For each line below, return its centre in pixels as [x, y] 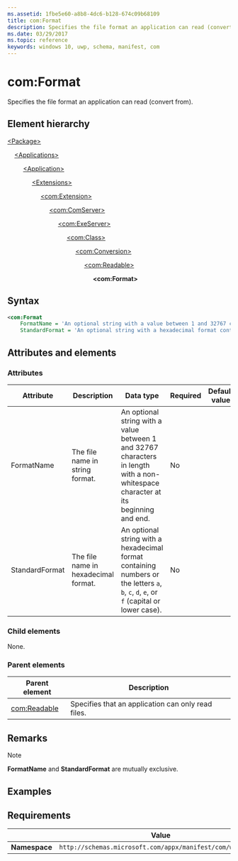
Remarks [28, 738]
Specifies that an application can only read [141, 704]
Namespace [32, 848]
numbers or [140, 574]
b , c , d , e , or [139, 592]
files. [79, 713]
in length [135, 465]
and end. [135, 518]
